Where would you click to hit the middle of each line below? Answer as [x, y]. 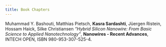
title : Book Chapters [28, 10]
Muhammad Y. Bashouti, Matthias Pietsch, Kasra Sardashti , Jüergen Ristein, [83, 23]
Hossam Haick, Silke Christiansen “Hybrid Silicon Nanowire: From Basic [79, 29]
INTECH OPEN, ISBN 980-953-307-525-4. [49, 39]
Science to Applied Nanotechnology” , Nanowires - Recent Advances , [77, 34]
